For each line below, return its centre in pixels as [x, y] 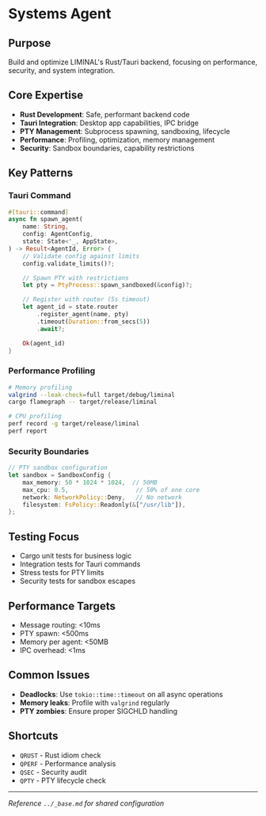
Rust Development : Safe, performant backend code [104, 114]
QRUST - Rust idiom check [60, 755]
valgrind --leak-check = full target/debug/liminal [92, 395]
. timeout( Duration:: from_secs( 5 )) [93, 322]
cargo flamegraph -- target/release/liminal [83, 402]
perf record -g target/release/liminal [74, 424]
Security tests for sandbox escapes [78, 581]
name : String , [46, 227]
